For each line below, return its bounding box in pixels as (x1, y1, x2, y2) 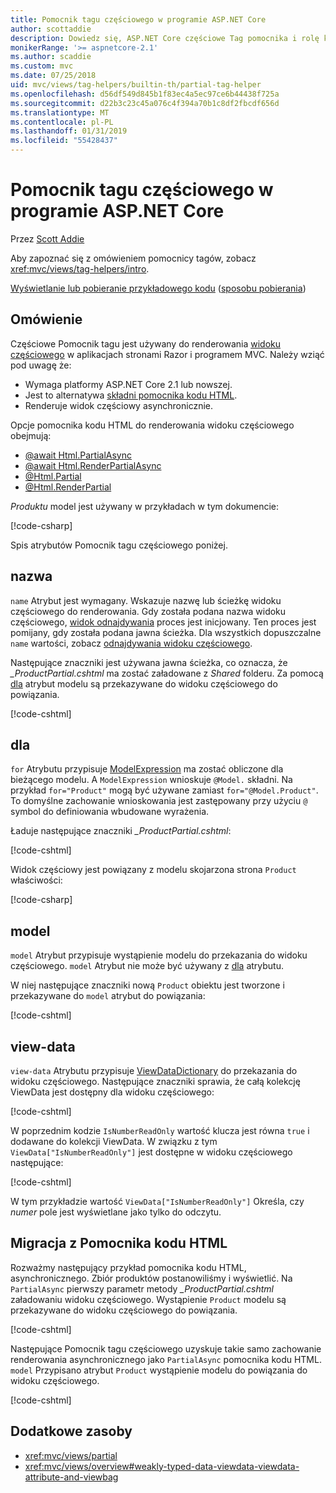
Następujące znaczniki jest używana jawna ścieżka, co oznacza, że (10, 656, 288, 668)
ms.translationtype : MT (10, 107, 110, 118)
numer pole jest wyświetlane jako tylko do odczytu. (10, 1206, 222, 1218)
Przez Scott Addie (10, 232, 85, 245)
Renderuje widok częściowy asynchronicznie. (24, 399, 214, 411)
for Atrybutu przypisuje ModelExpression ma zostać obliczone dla (10, 763, 284, 775)
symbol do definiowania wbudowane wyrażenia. (10, 806, 210, 818)
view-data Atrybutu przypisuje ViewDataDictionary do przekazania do (10, 1065, 298, 1076)
